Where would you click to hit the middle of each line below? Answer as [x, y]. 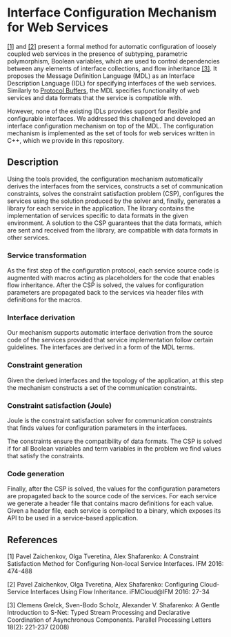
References [32, 540]
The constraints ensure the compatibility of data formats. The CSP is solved [115, 441]
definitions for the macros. [45, 300]
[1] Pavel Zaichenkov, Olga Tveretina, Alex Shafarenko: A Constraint [103, 556]
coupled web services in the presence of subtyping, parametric [97, 54]
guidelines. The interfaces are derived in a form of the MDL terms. [101, 347]
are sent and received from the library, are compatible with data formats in [113, 230]
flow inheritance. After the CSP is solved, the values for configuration [106, 285]
